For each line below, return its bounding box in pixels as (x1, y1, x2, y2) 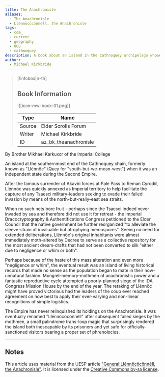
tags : (5, 26, 16, 30)
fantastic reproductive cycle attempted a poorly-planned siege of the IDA (5, 278, 153, 284)
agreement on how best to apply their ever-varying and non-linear (5, 293, 139, 299)
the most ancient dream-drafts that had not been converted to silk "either (5, 242, 154, 248)
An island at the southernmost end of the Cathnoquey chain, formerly (5, 161, 146, 166)
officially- (127, 323, 146, 329)
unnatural (5, 272, 25, 278)
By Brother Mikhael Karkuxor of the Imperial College (5, 151, 110, 157)
